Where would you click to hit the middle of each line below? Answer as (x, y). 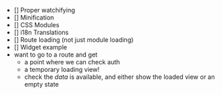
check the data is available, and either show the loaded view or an (119, 77)
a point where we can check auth (72, 62)
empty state (42, 84)
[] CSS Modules (36, 25)
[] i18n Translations (41, 32)
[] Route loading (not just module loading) (74, 40)
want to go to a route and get (55, 54)
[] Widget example (40, 47)
